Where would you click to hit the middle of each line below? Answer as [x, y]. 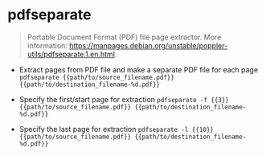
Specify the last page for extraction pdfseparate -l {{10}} [117, 129]
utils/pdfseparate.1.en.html [71, 54]
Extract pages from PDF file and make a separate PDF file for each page [139, 69]
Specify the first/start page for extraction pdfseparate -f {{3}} [124, 99]
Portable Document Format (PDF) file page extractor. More [124, 37]
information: [47, 45]
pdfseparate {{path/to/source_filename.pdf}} [96, 77]
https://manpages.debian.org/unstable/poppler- [148, 45]
